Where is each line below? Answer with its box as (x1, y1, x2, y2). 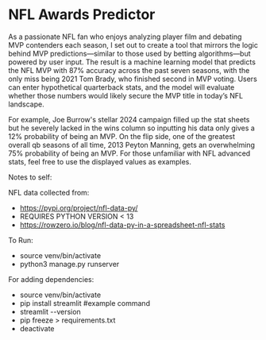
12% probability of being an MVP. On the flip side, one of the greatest (8, 131, 236, 141)
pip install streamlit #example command (19, 298, 151, 307)
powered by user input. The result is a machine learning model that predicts (8, 57, 256, 67)
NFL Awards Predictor (8, 6, 156, 24)
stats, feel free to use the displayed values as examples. (8, 156, 192, 166)
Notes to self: (8, 172, 52, 182)
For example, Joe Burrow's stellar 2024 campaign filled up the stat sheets (8, 114, 250, 124)
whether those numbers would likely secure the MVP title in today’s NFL (8, 91, 244, 100)
